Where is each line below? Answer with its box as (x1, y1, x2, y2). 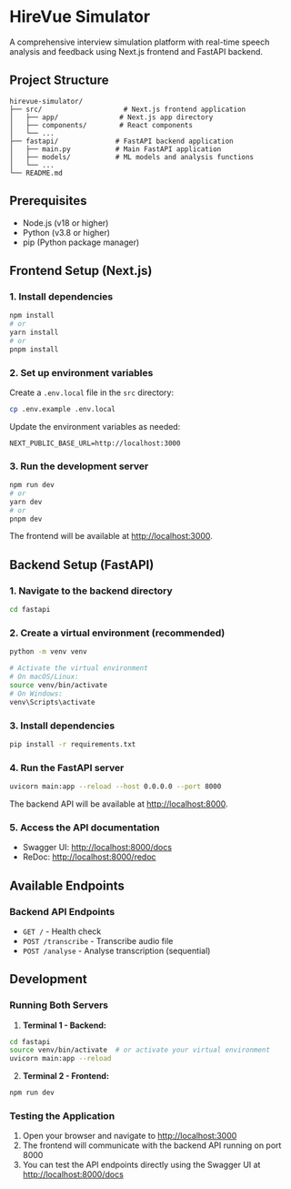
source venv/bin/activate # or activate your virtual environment (9, 1045, 271, 1055)
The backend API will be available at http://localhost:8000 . (9, 798, 229, 809)
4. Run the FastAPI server (9, 761, 125, 774)
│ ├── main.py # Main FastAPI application (9, 144, 222, 154)
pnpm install (9, 344, 59, 354)
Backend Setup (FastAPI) (9, 557, 155, 573)
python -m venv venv (9, 647, 88, 656)
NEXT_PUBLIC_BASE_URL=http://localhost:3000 (9, 439, 181, 448)
